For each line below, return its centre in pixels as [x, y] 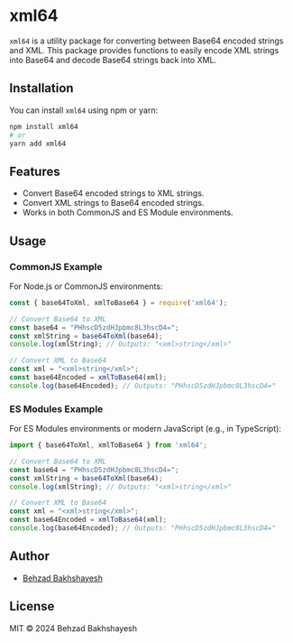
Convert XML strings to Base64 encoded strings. [113, 203]
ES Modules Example [56, 409]
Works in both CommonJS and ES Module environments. [128, 212]
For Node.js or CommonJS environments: [86, 286]
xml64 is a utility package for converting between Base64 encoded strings [146, 41]
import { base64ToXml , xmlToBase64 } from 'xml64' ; [108, 445]
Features [35, 171]
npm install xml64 [44, 126]
